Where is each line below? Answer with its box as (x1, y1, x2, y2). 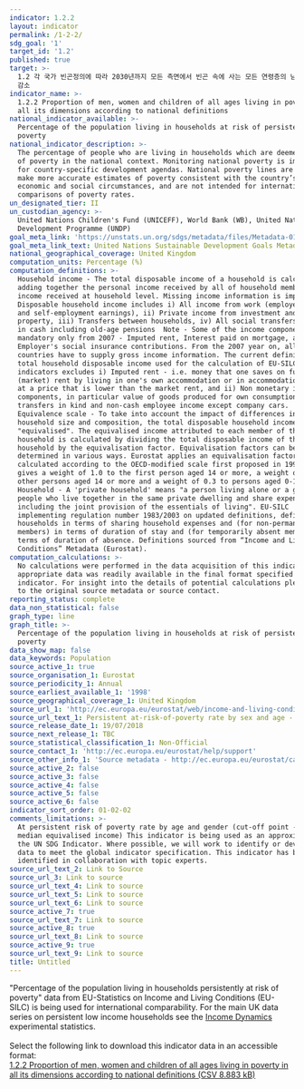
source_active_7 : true (9, 907, 95, 916)
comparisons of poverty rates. (17, 190, 136, 199)
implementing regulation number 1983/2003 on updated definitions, (17, 510, 278, 520)
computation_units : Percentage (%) (9, 258, 144, 267)
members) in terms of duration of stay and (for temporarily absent (17, 528, 281, 537)
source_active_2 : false (9, 763, 100, 773)
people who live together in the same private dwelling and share (17, 493, 273, 503)
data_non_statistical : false (9, 604, 119, 613)
